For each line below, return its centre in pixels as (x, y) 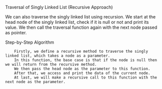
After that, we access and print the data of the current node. (82, 73)
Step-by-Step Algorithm (30, 42)
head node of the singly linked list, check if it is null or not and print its (77, 22)
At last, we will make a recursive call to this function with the (85, 78)
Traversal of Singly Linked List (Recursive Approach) (59, 7)
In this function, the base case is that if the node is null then (85, 60)
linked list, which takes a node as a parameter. (58, 56)
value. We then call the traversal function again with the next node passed (81, 27)
